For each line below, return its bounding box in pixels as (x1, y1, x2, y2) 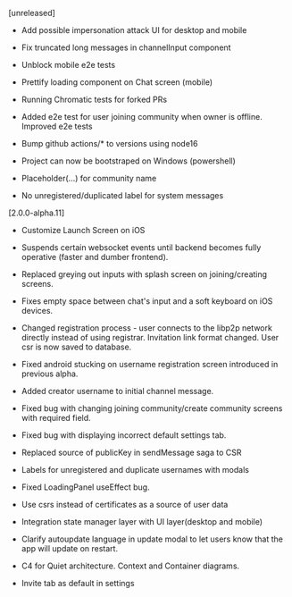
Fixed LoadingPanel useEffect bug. (21, 482, 150, 492)
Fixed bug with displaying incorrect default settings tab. (21, 430, 227, 441)
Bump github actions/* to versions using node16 (21, 139, 198, 148)
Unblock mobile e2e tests (21, 60, 116, 70)
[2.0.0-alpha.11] (8, 207, 65, 218)
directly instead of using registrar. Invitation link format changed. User (21, 332, 279, 342)
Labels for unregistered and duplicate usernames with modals (21, 465, 249, 475)
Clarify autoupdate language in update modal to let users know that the (21, 534, 283, 544)
